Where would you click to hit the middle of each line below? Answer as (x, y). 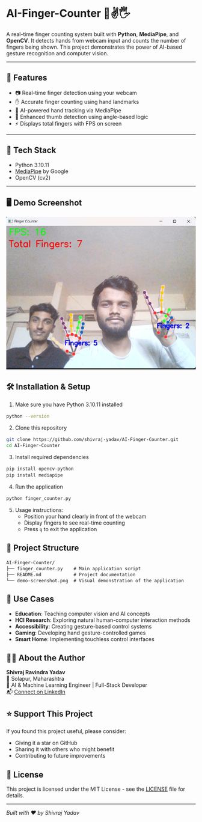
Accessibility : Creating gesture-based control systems (83, 626)
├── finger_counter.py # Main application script (74, 568)
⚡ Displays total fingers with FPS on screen (68, 123)
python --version (28, 416)
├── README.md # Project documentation (71, 574)
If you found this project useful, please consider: (66, 731)
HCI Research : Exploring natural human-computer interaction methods (103, 620)
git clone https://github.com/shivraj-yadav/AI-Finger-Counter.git (93, 439)
